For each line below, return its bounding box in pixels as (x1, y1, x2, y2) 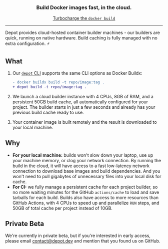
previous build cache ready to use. (12, 109, 84, 115)
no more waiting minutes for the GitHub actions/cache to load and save (12, 189, 159, 195)
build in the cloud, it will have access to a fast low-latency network (12, 163, 150, 169)
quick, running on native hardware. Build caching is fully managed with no (5, 35, 157, 41)
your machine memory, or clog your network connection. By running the (12, 157, 161, 163)
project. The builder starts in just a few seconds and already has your (12, 104, 155, 110)
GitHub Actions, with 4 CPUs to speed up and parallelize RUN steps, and (12, 200, 159, 206)
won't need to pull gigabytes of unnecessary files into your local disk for (12, 173, 161, 179)
